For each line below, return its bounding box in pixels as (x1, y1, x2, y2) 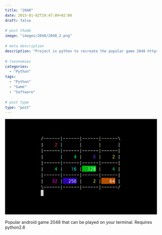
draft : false (5, 18, 31, 23)
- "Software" (9, 90, 36, 94)
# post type (5, 100, 29, 105)
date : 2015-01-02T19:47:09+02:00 (5, 13, 72, 18)
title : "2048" (5, 8, 34, 13)
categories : (5, 64, 29, 69)
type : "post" (5, 105, 31, 110)
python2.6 (5, 224, 26, 230)
